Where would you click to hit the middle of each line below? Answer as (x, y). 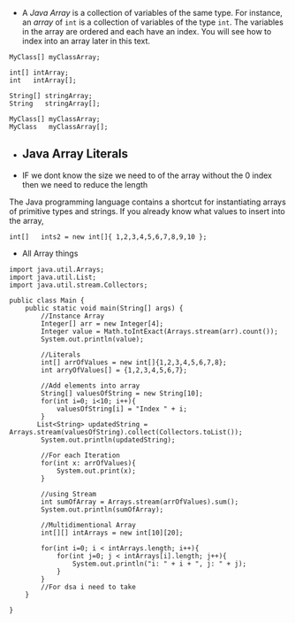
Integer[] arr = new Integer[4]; (102, 323)
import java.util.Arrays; (57, 269)
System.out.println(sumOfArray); (102, 509)
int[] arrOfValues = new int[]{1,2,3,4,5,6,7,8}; (134, 362)
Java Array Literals (75, 154)
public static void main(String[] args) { (104, 308)
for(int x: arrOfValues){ (89, 463)
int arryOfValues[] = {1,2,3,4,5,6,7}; (114, 370)
